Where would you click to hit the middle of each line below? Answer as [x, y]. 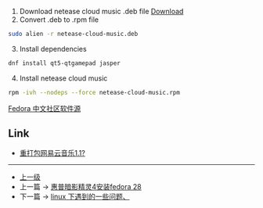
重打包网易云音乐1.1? [52, 153]
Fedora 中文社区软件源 [44, 108]
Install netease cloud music [63, 78]
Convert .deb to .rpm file [59, 20]
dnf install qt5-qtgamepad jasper [65, 63]
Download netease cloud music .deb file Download [101, 11]
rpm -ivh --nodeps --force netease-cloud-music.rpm [94, 92]
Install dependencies [53, 48]
